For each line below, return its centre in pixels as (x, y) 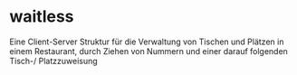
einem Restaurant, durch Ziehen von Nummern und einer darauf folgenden (148, 51)
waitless (42, 17)
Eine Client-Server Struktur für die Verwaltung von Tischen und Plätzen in (147, 42)
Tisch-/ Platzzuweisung (53, 61)
